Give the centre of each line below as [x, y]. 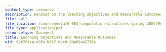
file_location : [21, 24]
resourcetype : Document [30, 33]
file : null [16, 19]
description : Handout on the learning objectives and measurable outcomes [84, 14]
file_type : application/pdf [34, 28]
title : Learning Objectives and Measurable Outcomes [61, 38]
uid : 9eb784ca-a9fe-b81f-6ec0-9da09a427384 [51, 42]
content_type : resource [30, 10]
